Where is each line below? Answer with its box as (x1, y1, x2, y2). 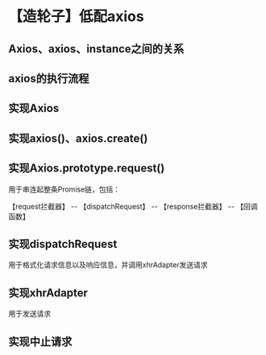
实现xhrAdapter (8, 286, 89, 299)
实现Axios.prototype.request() (8, 162, 165, 175)
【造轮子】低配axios (8, 7, 144, 26)
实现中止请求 (8, 335, 73, 349)
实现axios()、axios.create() (8, 131, 148, 145)
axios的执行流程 (8, 72, 89, 85)
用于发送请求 (8, 309, 51, 319)
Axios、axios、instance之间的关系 (8, 42, 185, 56)
